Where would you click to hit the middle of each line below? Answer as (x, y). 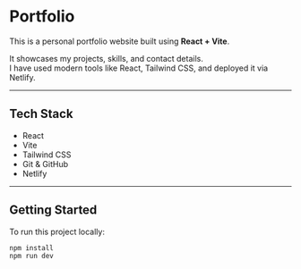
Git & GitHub (45, 164)
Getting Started (53, 210)
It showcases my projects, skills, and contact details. (106, 58)
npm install (31, 248)
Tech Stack (41, 114)
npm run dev (31, 256)
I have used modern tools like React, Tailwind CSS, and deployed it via (139, 68)
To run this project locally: (57, 231)
